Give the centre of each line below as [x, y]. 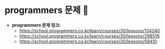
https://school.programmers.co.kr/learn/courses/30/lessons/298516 [89, 36]
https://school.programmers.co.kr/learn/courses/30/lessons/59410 [88, 41]
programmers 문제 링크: [36, 25]
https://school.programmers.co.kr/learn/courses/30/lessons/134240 [89, 30]
